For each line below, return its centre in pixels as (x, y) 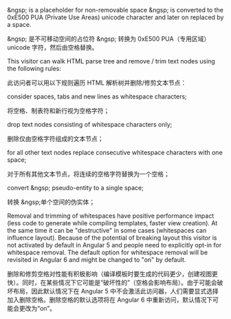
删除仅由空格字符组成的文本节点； (55, 138)
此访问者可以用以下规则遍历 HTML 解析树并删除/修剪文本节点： (97, 83)
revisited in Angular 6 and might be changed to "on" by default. (97, 260)
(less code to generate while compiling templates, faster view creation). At (112, 223)
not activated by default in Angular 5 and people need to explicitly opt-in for (114, 245)
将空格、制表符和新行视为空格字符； (58, 111)
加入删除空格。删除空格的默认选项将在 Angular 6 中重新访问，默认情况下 (110, 300)
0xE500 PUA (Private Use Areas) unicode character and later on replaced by (115, 17)
